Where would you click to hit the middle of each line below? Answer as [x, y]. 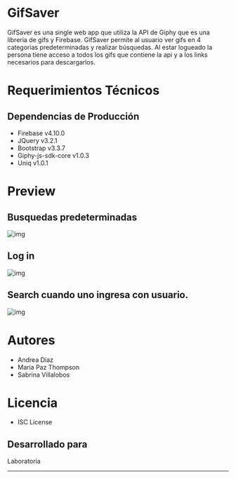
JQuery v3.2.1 [37, 140]
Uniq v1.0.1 [33, 163]
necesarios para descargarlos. [52, 62]
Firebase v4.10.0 [41, 133]
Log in [21, 256]
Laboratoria [24, 461]
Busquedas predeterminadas [72, 217]
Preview [32, 191]
